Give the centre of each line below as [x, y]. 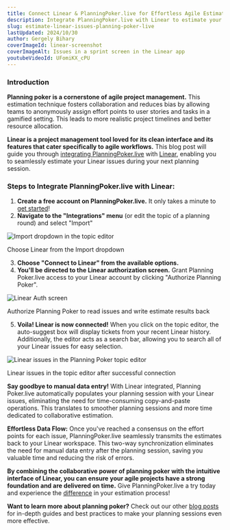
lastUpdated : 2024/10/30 [42, 33]
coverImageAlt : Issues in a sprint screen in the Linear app [96, 52]
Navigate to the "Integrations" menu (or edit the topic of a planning [113, 216]
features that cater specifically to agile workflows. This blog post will [107, 147]
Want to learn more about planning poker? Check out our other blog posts [113, 506]
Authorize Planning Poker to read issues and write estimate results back [108, 311]
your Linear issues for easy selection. [70, 346]
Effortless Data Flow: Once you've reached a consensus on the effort [105, 429]
